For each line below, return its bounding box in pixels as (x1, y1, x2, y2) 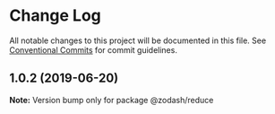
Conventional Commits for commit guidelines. (9, 44, 177, 55)
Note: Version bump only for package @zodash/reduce (9, 94, 214, 105)
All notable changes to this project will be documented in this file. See (9, 35, 267, 46)
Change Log (9, 5, 101, 26)
